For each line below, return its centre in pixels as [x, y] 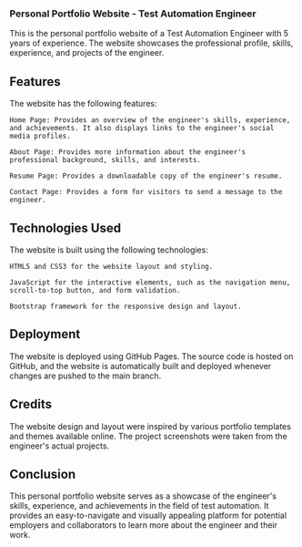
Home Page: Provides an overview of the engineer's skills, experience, [150, 120]
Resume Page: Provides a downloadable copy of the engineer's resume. [146, 176]
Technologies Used [65, 227]
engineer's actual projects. [60, 446]
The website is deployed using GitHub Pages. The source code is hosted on [151, 356]
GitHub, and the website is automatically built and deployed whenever [141, 366]
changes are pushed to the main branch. [86, 376]
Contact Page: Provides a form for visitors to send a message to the [146, 192]
